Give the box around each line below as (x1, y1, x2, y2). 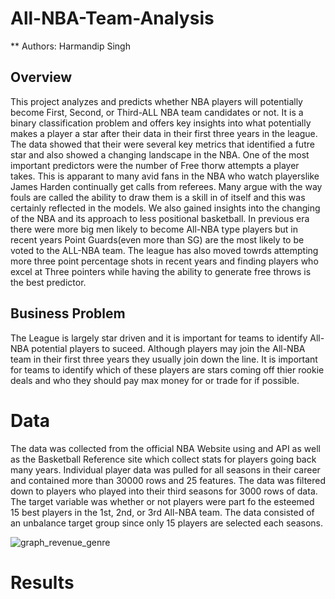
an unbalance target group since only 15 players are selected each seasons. (10, 517, 324, 529)
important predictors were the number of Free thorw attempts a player (10, 159, 300, 171)
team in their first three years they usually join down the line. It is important (10, 353, 318, 365)
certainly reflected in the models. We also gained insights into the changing (10, 202, 321, 214)
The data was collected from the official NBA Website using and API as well (10, 442, 321, 454)
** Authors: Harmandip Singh (10, 40, 131, 52)
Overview (10, 69, 73, 86)
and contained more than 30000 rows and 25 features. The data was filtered (10, 474, 327, 486)
